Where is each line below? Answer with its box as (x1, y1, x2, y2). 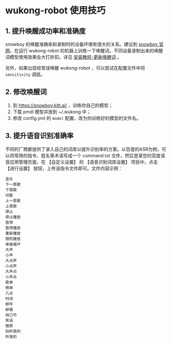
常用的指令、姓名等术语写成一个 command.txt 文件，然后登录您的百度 (14, 152, 161, 159)
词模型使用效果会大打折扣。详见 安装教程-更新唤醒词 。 (5, 54, 122, 60)
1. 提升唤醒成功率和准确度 (5, 27, 86, 35)
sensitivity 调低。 (5, 71, 45, 77)
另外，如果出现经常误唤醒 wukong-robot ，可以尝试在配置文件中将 (5, 65, 145, 71)
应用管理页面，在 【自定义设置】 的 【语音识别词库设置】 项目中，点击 (9, 159, 158, 165)
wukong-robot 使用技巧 (5, 5, 106, 16)
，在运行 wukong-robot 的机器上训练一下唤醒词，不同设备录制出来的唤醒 (10, 48, 163, 54)
